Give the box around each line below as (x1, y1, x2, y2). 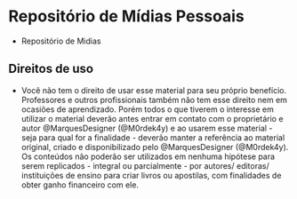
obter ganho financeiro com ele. (20, 179, 140, 190)
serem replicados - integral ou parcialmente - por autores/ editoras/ (20, 160, 270, 171)
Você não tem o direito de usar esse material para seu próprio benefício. (20, 84, 287, 95)
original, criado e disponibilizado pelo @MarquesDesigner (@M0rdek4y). (20, 141, 289, 152)
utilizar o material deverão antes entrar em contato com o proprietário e (20, 113, 284, 123)
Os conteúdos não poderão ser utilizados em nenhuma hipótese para (20, 151, 276, 162)
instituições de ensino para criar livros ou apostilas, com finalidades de (20, 170, 282, 180)
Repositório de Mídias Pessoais (8, 6, 245, 27)
